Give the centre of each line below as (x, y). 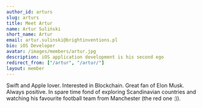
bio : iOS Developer (31, 46)
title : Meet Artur (29, 23)
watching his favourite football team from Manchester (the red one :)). (93, 98)
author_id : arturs (29, 12)
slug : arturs (23, 18)
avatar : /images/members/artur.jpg (51, 52)
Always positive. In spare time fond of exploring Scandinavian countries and (101, 92)
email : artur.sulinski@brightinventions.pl (62, 40)
